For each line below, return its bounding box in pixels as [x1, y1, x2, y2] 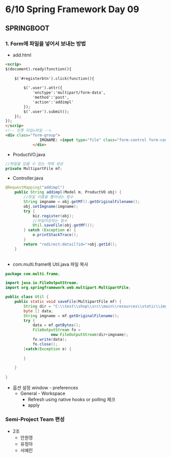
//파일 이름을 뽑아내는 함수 [23, 194, 74, 199]
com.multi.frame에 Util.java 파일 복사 [12, 261, 89, 267]
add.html [12, 52, 32, 58]
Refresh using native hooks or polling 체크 [27, 396, 116, 403]
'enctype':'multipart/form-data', [32, 90, 106, 95]
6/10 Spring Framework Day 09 [5, 4, 139, 15]
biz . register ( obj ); [32, 213, 74, 218]
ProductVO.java [12, 151, 46, 157]
